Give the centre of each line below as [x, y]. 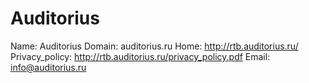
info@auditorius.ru [48, 67]
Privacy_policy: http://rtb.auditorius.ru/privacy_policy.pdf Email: [140, 56]
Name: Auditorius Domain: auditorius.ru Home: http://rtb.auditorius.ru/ [154, 46]
